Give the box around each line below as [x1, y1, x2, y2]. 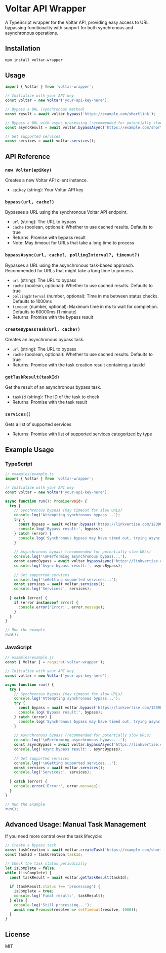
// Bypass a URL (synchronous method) [5, 107, 85, 112]
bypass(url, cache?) [5, 199, 55, 205]
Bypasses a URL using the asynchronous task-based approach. [5, 262, 134, 268]
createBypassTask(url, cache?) [5, 326, 81, 332]
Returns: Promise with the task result [12, 399, 87, 405]
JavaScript [5, 644, 32, 651]
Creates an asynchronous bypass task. [5, 336, 84, 342]
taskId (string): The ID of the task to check [12, 394, 100, 400]
